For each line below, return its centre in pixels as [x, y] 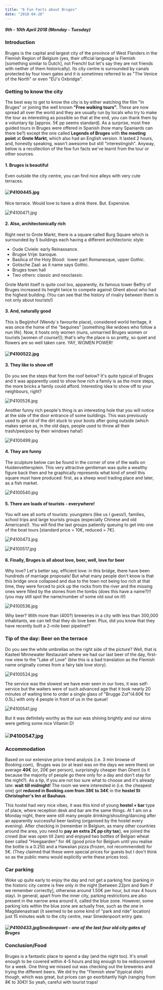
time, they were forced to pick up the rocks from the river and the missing [79, 586]
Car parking [19, 869]
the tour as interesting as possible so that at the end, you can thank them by [81, 118]
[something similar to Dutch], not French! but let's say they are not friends [79, 63]
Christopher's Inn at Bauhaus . [36, 796]
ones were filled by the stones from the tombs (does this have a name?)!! [78, 591]
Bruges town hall [29, 270]
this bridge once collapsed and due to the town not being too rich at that [78, 581]
